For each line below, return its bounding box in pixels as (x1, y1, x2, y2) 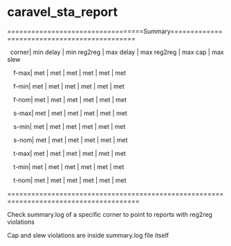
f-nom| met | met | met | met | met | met (13, 95, 127, 104)
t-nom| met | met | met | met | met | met (13, 176, 127, 184)
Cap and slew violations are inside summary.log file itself (7, 231, 169, 239)
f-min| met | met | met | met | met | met (13, 82, 124, 90)
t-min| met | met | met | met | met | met (13, 162, 124, 170)
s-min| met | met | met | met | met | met (13, 122, 126, 130)
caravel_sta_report (7, 4, 118, 20)
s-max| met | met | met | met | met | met (13, 109, 128, 117)
